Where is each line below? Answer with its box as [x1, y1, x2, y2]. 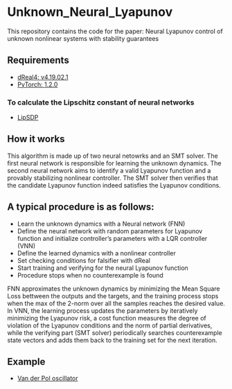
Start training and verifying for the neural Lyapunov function [17, 264, 188, 272]
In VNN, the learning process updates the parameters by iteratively [7, 306, 198, 315]
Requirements [7, 55, 69, 66]
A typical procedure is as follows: [7, 201, 154, 213]
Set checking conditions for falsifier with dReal [17, 256, 151, 264]
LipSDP [17, 114, 39, 122]
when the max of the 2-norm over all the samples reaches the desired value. [7, 299, 225, 307]
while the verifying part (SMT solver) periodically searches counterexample [7, 328, 223, 336]
